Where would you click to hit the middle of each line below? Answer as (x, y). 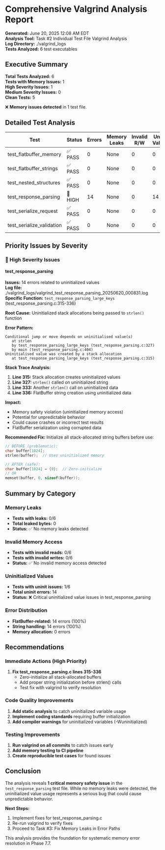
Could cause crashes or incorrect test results (58, 422)
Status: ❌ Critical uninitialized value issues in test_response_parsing (82, 597)
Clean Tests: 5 (20, 97)
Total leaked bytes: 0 (34, 523)
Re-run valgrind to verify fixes (42, 823)
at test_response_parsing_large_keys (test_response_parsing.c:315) (83, 359)
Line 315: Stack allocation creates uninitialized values (66, 377)
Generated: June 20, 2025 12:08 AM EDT (47, 33)
